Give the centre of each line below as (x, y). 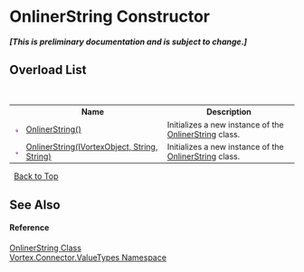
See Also (35, 205)
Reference (29, 228)
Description (229, 112)
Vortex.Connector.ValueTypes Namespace (88, 257)
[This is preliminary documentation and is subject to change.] (128, 42)
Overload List (48, 70)
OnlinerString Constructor (110, 17)
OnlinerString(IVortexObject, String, (92, 146)
